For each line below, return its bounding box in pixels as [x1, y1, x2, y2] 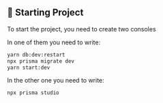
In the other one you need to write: [7, 76, 104, 85]
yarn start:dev [7, 64, 50, 71]
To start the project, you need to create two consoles [7, 25, 156, 33]
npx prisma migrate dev [7, 57, 75, 65]
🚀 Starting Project [7, 7, 84, 18]
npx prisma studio [7, 89, 59, 96]
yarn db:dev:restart [7, 51, 66, 58]
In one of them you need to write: [7, 38, 101, 46]
